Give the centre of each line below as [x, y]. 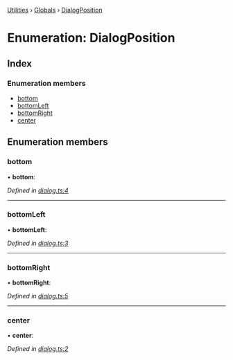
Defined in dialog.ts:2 [38, 349]
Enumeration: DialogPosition [91, 38]
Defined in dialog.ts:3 [38, 243]
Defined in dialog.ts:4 [38, 190]
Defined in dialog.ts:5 [38, 296]
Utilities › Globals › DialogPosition [55, 10]
